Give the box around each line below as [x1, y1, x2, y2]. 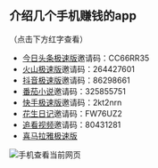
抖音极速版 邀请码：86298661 [21, 75, 131, 85]
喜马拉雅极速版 [21, 130, 78, 140]
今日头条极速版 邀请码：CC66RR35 [21, 52, 150, 63]
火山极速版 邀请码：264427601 [21, 63, 136, 74]
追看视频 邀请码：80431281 [21, 119, 121, 130]
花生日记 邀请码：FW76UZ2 [21, 108, 123, 118]
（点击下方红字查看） [9, 34, 87, 44]
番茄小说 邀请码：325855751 [21, 85, 127, 96]
